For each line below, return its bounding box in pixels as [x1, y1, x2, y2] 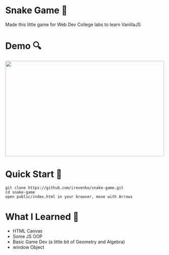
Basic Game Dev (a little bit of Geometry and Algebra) [12, 239, 125, 245]
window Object [12, 244, 45, 250]
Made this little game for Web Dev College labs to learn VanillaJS [5, 21, 141, 27]
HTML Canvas [12, 228, 43, 234]
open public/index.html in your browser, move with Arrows [5, 194, 133, 199]
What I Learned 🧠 [5, 211, 79, 222]
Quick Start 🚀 [5, 168, 62, 180]
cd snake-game [5, 189, 36, 195]
